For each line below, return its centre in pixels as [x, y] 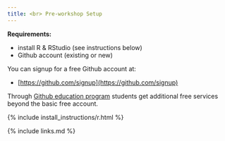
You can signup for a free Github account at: [72, 68]
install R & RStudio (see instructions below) [80, 47]
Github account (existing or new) [65, 55]
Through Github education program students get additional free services [113, 96]
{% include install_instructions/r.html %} [66, 117]
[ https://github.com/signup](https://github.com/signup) [98, 82]
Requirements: [29, 34]
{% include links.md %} [42, 130]
